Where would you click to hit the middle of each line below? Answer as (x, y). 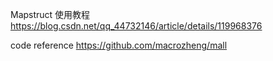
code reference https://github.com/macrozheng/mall (119, 45)
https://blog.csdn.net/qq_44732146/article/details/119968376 (136, 26)
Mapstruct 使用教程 (50, 14)
